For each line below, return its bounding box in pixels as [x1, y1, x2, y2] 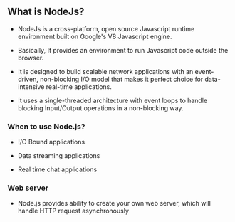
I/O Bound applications [17, 138, 85, 147]
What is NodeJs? [7, 6, 85, 18]
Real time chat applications [17, 165, 98, 174]
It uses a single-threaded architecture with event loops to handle [17, 96, 208, 105]
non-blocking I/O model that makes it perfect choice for [40, 75, 204, 83]
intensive [17, 82, 45, 91]
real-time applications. [46, 82, 113, 91]
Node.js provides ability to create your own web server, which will [17, 199, 211, 208]
